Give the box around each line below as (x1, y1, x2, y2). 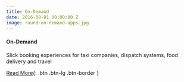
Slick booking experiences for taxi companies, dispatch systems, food (6, 51, 179, 58)
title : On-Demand (6, 8, 49, 15)
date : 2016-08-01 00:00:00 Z (6, 14, 79, 20)
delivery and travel (6, 58, 52, 65)
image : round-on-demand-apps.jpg (6, 20, 89, 26)
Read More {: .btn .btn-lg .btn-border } (6, 69, 99, 76)
